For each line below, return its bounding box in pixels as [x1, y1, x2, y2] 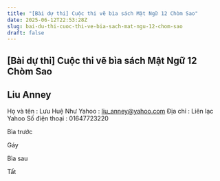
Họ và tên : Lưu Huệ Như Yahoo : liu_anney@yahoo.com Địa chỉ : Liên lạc [7, 107, 214, 116]
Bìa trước [7, 128, 33, 136]
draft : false [7, 29, 45, 36]
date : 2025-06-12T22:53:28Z [7, 17, 88, 23]
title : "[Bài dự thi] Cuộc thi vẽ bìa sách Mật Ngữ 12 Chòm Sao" [7, 10, 198, 17]
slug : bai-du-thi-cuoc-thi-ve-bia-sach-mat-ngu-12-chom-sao [7, 23, 184, 30]
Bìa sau [7, 154, 28, 162]
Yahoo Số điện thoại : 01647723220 [7, 114, 109, 123]
